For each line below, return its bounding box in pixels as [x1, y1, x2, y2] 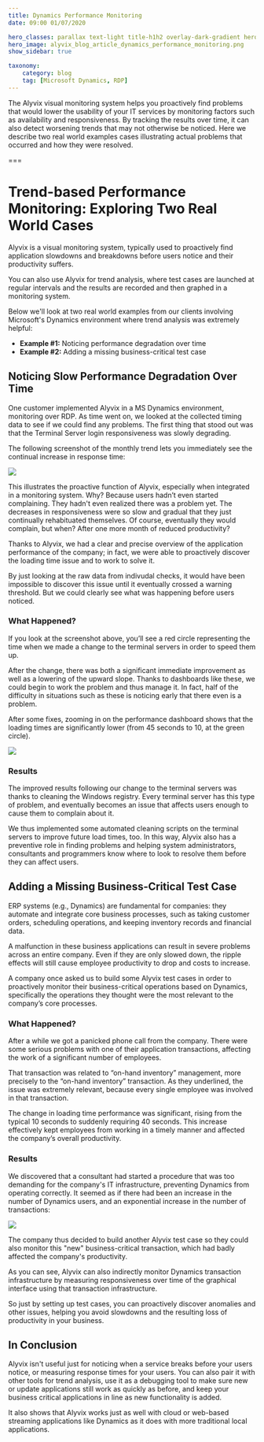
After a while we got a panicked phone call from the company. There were [8, 1036, 248, 1046]
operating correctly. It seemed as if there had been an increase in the [8, 1187, 233, 1198]
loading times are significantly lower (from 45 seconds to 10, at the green [8, 723, 245, 732]
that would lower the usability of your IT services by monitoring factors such [8, 106, 255, 116]
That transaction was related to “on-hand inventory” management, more [8, 1068, 242, 1078]
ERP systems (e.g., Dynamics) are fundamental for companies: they [8, 901, 227, 910]
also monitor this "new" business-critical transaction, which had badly [8, 1243, 236, 1253]
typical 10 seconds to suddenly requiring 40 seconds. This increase [8, 1117, 228, 1127]
